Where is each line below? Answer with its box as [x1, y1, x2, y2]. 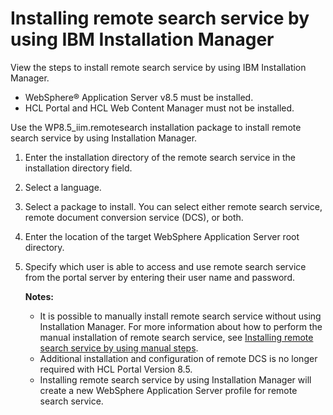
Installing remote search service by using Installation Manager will [39, 373, 312, 386]
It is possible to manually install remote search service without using [39, 310, 322, 322]
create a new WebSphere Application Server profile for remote [39, 384, 298, 396]
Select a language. [24, 181, 102, 193]
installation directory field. [24, 162, 133, 174]
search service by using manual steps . [39, 342, 199, 354]
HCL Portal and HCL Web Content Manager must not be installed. [24, 102, 295, 114]
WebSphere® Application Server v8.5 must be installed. [24, 91, 254, 103]
